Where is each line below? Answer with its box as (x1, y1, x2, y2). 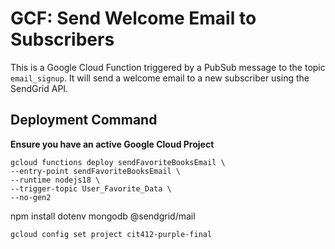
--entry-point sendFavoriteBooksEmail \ (10, 166, 182, 176)
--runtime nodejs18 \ (10, 175, 101, 185)
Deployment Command (10, 112, 158, 129)
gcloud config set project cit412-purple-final (10, 229, 213, 239)
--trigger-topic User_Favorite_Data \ (10, 183, 172, 194)
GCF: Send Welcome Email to (10, 7, 257, 30)
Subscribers (10, 28, 115, 51)
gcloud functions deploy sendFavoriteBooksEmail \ (10, 157, 226, 167)
